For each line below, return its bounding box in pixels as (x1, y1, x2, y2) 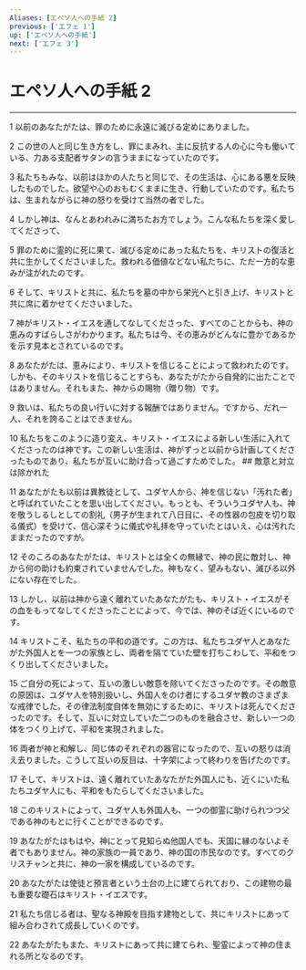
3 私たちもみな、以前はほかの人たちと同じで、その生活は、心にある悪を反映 (9, 172, 296, 183)
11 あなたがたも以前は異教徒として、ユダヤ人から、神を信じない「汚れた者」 (9, 486, 293, 497)
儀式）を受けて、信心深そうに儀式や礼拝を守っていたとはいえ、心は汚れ (16, 521, 289, 532)
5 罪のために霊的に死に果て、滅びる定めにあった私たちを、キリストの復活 (9, 245, 288, 256)
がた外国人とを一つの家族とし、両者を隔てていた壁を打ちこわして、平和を (9, 647, 289, 658)
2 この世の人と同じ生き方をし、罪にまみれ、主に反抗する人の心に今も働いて (9, 141, 296, 151)
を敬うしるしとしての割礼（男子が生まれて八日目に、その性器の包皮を (9, 509, 272, 520)
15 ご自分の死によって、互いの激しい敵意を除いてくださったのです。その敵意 (9, 678, 297, 689)
